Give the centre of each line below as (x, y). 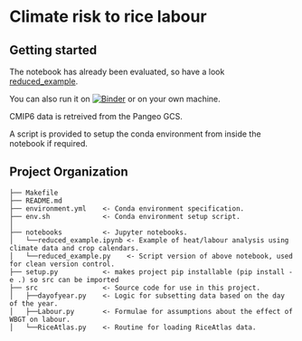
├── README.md (36, 201)
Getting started (53, 50)
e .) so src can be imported (64, 279)
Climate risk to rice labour (108, 17)
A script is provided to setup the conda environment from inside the (135, 134)
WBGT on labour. (40, 319)
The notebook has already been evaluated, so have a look (117, 71)
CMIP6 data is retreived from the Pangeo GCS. (96, 116)
